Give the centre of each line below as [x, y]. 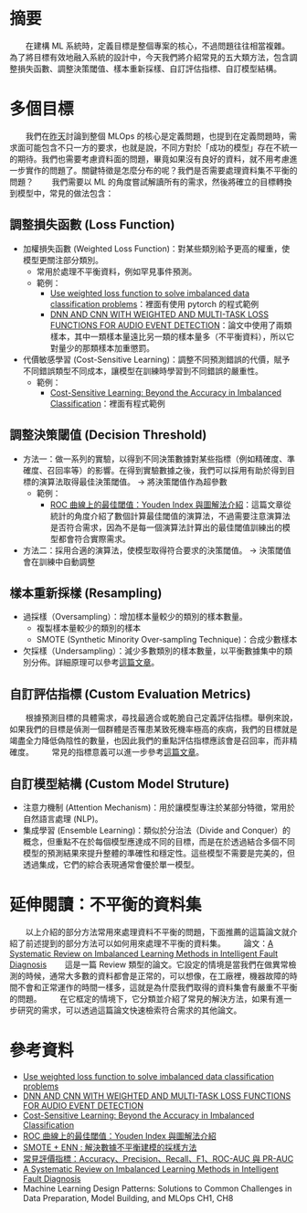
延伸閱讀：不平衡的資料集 [106, 905]
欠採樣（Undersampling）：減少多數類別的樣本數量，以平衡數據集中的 [153, 651]
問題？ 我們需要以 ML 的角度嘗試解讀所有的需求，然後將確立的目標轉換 [151, 181]
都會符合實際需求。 [94, 538]
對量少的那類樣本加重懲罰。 [102, 347]
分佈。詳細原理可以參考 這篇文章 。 [95, 663]
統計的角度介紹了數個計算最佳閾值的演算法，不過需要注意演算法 [170, 516]
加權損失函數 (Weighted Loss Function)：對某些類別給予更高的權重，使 [156, 249]
